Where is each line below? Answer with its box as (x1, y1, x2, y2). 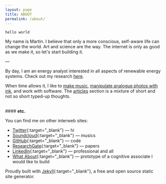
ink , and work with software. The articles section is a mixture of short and (5, 88, 156, 94)
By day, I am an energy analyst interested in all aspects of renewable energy (5, 68, 161, 74)
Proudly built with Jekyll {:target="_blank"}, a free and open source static (5, 168, 154, 174)
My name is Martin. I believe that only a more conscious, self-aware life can (5, 38, 160, 44)
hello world (5, 30, 30, 35)
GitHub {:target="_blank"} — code (12, 138, 81, 144)
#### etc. (5, 108, 26, 114)
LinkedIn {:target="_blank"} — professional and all (12, 148, 114, 154)
